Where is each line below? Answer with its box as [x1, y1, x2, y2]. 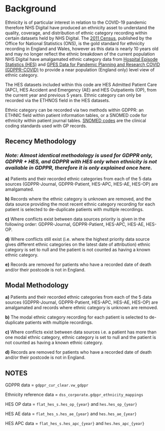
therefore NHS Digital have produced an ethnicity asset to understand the [5, 24, 155, 30]
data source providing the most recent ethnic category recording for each [5, 201, 156, 207]
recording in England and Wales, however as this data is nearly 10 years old [5, 46, 159, 52]
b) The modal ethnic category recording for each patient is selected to [5, 314, 148, 320]
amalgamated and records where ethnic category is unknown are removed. [5, 305, 158, 311]
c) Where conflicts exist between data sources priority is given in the [5, 216, 146, 222]
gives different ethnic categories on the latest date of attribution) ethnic [5, 241, 151, 247]
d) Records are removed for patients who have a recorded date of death [5, 349, 152, 355]
